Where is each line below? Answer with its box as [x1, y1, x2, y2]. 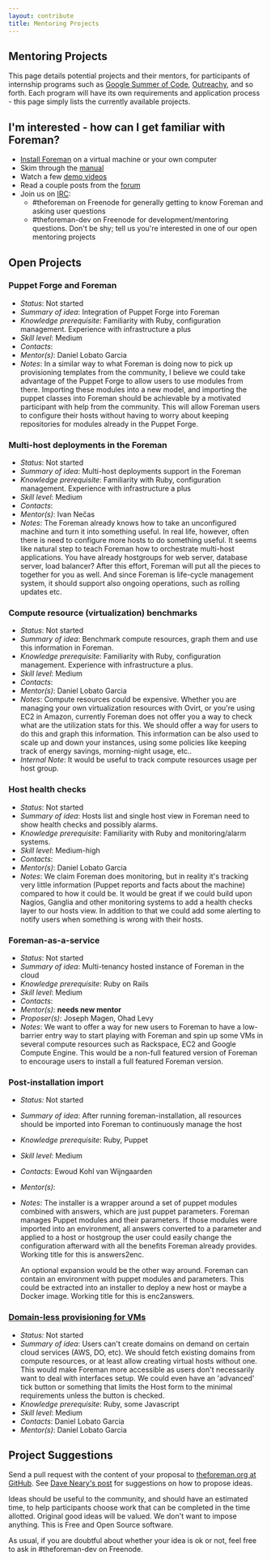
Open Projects [8, 256, 83, 269]
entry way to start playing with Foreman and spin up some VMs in [44, 1031, 264, 1040]
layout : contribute [8, 11, 74, 20]
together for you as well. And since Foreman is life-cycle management [19, 569, 254, 580]
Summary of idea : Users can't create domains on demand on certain [19, 1339, 249, 1348]
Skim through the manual [19, 163, 104, 173]
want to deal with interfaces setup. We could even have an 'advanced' [19, 1373, 255, 1383]
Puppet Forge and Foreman [8, 280, 117, 291]
